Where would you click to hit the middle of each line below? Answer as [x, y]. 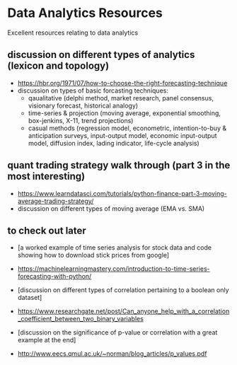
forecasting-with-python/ [54, 277]
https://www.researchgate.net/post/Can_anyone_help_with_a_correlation [123, 311]
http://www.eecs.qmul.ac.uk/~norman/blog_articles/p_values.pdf [112, 354]
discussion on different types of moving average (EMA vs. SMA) [111, 208]
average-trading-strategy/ [56, 201]
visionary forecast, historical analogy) [83, 105]
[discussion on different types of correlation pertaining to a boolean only [123, 290]
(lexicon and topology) [58, 66]
